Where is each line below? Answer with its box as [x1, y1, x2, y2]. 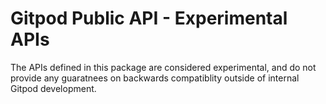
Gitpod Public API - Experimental [10, 7, 288, 30]
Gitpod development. [10, 82, 97, 94]
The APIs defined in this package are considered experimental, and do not [10, 61, 317, 73]
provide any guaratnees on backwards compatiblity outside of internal [10, 72, 300, 84]
